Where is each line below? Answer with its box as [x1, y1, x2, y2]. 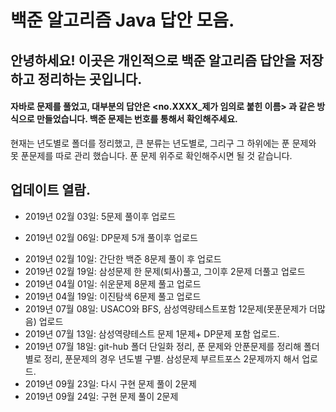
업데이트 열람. [10, 182, 91, 199]
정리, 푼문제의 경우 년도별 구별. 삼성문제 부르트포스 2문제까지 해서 [43, 352, 300, 365]
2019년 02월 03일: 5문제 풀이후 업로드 [24, 210, 177, 222]
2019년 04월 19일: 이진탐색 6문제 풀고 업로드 [24, 290, 202, 302]
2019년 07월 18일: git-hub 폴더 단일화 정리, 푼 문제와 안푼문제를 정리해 [24, 340, 302, 352]
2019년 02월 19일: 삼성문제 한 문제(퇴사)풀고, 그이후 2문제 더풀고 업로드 [24, 265, 306, 277]
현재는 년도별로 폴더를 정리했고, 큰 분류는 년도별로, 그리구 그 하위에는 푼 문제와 [10, 137, 317, 149]
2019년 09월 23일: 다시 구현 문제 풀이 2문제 [24, 377, 197, 390]
